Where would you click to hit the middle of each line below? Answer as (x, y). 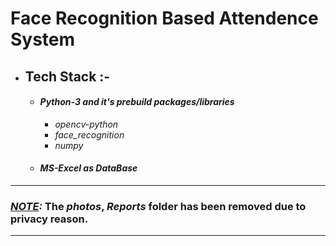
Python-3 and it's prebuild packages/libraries (137, 102)
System (43, 39)
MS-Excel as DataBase (88, 168)
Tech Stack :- (67, 76)
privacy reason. (49, 219)
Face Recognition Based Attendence (164, 18)
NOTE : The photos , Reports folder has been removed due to (158, 206)
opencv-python (86, 124)
